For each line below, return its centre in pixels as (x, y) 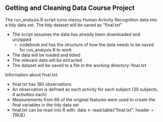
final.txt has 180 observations (42, 84)
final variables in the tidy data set (45, 105)
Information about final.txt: (32, 74)
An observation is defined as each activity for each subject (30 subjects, (85, 89)
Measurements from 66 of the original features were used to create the (83, 100)
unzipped (22, 39)
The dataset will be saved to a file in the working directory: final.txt (79, 65)
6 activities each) (30, 94)
